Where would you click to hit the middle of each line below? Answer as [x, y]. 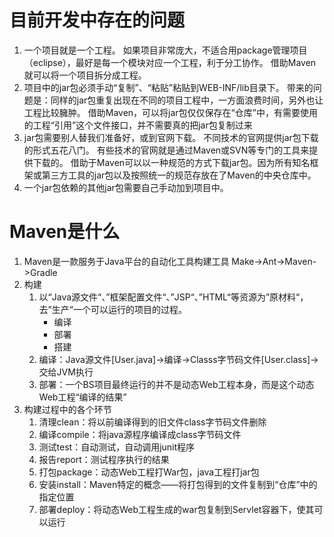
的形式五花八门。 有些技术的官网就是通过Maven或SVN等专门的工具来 [166, 150]
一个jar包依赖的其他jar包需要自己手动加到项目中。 [126, 187]
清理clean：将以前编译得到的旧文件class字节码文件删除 [152, 422]
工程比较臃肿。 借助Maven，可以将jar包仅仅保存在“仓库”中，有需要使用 [170, 112]
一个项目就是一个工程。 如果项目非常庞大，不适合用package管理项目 [165, 50]
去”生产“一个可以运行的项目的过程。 [112, 309]
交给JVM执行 [66, 372]
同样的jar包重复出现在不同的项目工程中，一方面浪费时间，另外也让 [187, 100]
